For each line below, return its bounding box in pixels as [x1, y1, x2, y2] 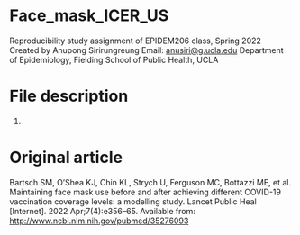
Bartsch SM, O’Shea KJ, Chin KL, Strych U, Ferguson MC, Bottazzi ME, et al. [9, 176, 291, 187]
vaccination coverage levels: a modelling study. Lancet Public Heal [9, 195, 257, 207]
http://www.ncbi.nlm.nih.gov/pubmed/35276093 [9, 215, 189, 226]
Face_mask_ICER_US [9, 5, 169, 26]
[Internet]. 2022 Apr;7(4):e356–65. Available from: [9, 205, 196, 216]
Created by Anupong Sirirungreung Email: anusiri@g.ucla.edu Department [9, 44, 284, 55]
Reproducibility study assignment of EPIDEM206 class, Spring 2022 [9, 35, 261, 46]
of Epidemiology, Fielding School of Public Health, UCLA [9, 54, 219, 65]
